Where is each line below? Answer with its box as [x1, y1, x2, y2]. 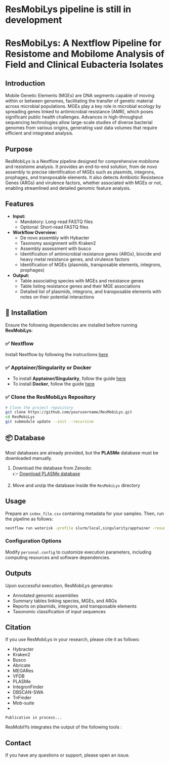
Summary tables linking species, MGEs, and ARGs [12, 598, 117, 604]
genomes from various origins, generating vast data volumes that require [5, 125, 158, 131]
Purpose [5, 145, 33, 153]
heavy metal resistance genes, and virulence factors [20, 256, 130, 262]
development [5, 14, 62, 26]
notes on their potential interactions [20, 293, 95, 300]
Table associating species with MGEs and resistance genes [20, 277, 144, 284]
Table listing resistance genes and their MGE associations [20, 283, 141, 289]
